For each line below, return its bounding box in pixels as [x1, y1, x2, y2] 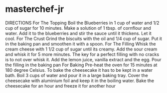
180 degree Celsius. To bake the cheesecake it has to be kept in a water [5, 67, 153, 73]
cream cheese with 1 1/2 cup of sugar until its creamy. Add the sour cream [5, 46, 158, 52]
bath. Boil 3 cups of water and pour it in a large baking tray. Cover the [5, 72, 148, 78]
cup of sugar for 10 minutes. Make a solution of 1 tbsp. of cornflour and [5, 25, 151, 31]
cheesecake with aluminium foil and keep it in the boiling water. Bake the [5, 78, 155, 84]
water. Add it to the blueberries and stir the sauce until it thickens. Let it [5, 30, 152, 36]
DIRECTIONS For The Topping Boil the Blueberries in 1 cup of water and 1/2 [5, 20, 160, 26]
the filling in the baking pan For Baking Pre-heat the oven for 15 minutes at [5, 62, 158, 68]
